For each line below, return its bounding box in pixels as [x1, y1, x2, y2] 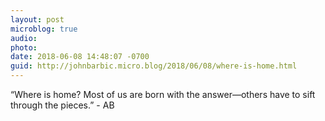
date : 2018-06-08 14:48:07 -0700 [10, 52, 150, 62]
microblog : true [10, 24, 78, 34]
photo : [10, 42, 38, 53]
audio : [10, 33, 38, 43]
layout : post [10, 14, 65, 25]
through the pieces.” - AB [10, 99, 115, 111]
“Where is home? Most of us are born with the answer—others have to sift [10, 89, 316, 100]
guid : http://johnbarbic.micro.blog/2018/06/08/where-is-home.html [10, 61, 298, 71]
